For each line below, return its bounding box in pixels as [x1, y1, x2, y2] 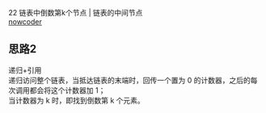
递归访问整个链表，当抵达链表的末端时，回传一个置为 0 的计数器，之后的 [8, 75, 251, 85]
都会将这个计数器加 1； [29, 85, 106, 95]
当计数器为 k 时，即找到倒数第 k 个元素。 [8, 95, 146, 105]
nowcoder [8, 17, 43, 27]
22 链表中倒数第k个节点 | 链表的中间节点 [8, 8, 143, 17]
